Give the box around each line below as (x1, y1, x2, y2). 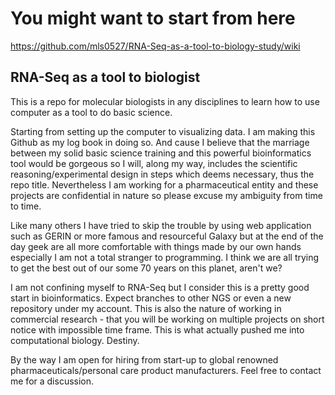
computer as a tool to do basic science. (10, 106, 173, 118)
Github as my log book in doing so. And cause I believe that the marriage (10, 136, 310, 148)
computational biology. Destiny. (10, 334, 140, 346)
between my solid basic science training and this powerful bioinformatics (10, 147, 312, 159)
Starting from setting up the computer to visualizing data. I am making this (10, 125, 316, 137)
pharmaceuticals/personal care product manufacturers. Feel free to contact (10, 364, 322, 376)
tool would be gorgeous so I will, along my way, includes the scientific (10, 157, 298, 169)
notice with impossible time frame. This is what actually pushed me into (10, 323, 305, 336)
